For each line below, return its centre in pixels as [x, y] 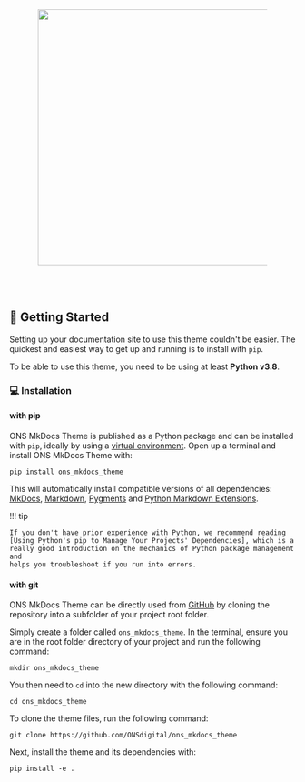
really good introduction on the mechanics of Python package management [152, 548]
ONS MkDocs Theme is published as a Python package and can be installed [152, 436]
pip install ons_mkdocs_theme [67, 472]
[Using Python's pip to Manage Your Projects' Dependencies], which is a [152, 540]
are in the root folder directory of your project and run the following [135, 642]
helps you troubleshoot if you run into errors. [103, 564]
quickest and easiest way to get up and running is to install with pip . [136, 348]
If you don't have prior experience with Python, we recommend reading [148, 532]
